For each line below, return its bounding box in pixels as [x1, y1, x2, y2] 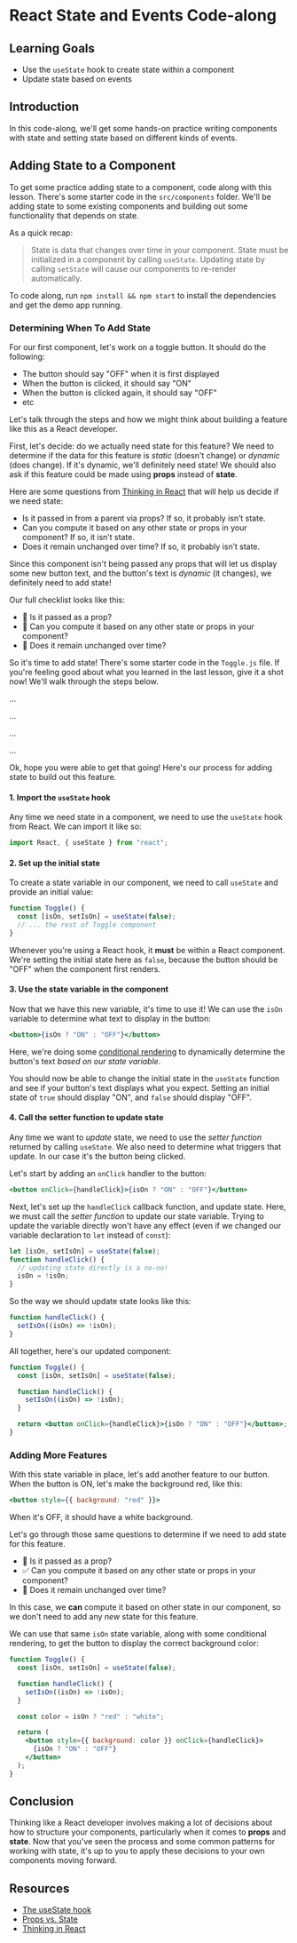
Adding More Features [9, 1449, 108, 1461]
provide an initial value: [9, 887, 94, 897]
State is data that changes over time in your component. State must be [30, 244, 289, 255]
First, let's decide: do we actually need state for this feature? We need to [9, 441, 275, 451]
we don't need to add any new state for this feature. [9, 1612, 199, 1622]
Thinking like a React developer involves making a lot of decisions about [9, 1818, 273, 1828]
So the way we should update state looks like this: [9, 1296, 192, 1307]
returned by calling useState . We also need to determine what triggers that [9, 1141, 282, 1151]
